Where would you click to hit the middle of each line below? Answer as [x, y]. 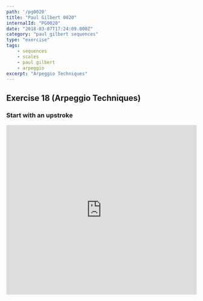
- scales [28, 57]
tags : [13, 46]
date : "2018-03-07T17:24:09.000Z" [50, 29]
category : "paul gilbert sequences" [52, 34]
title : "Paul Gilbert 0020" [42, 17]
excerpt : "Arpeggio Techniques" [47, 74]
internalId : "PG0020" [34, 23]
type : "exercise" [28, 40]
